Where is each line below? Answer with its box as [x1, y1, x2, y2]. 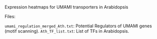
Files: [4, 14, 16, 19]
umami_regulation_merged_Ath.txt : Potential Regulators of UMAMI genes [4, 23, 152, 29]
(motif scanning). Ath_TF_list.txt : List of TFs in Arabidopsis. [4, 28, 129, 34]
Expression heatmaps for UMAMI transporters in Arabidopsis [4, 4, 129, 10]
